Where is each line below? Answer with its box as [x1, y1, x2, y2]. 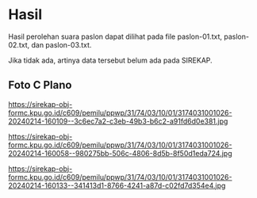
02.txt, [8, 40, 30, 49]
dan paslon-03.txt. [31, 40, 92, 49]
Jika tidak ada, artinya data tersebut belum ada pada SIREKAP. [8, 55, 213, 65]
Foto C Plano [8, 78, 72, 92]
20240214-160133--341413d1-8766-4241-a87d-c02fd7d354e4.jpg [8, 181, 226, 190]
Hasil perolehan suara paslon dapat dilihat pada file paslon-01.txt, [8, 32, 223, 41]
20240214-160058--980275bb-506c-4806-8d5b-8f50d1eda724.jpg [8, 148, 232, 158]
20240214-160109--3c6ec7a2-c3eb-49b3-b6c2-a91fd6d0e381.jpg [8, 116, 228, 126]
